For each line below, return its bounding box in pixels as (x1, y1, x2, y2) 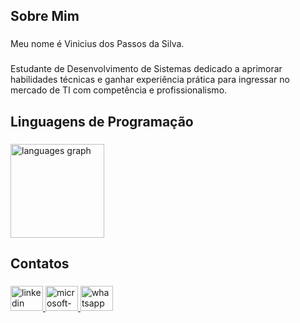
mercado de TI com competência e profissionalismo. (10, 84, 228, 96)
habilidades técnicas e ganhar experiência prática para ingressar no (10, 74, 290, 86)
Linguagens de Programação (10, 113, 194, 130)
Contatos (10, 255, 70, 272)
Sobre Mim (10, 8, 80, 25)
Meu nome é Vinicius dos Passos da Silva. (10, 38, 185, 50)
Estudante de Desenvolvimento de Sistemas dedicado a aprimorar (10, 63, 283, 75)
